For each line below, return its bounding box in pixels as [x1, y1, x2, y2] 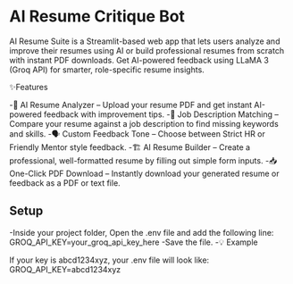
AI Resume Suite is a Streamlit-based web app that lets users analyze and [9, 36, 280, 46]
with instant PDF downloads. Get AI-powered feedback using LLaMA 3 [9, 54, 270, 65]
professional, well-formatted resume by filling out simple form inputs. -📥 [9, 155, 278, 166]
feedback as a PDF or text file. [9, 177, 121, 188]
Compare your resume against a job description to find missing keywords [9, 118, 279, 129]
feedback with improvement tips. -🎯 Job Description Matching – [43, 109, 280, 120]
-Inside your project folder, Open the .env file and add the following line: [9, 227, 274, 238]
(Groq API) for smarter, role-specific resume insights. [9, 64, 205, 75]
